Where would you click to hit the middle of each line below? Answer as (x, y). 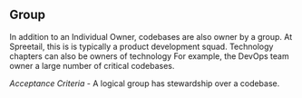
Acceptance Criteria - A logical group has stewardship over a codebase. (145, 83)
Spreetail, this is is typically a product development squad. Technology (141, 46)
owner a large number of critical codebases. (92, 65)
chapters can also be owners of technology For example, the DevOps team (149, 56)
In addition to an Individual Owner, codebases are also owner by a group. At (151, 36)
